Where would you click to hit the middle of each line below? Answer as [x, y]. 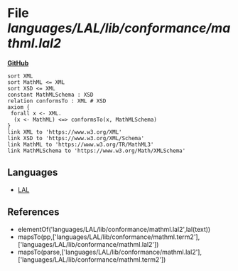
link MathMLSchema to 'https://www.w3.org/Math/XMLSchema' [97, 151]
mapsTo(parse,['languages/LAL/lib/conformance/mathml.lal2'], [110, 252]
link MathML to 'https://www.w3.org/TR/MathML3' [81, 144]
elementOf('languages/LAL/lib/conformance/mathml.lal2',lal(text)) [114, 229]
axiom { [19, 107]
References [33, 212]
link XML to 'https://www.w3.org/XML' [65, 132]
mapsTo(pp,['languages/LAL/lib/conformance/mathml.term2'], [109, 237]
